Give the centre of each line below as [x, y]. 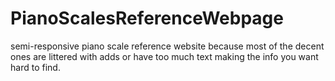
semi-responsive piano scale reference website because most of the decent [167, 46]
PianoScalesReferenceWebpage [147, 18]
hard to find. [35, 67]
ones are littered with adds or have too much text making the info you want [164, 56]
